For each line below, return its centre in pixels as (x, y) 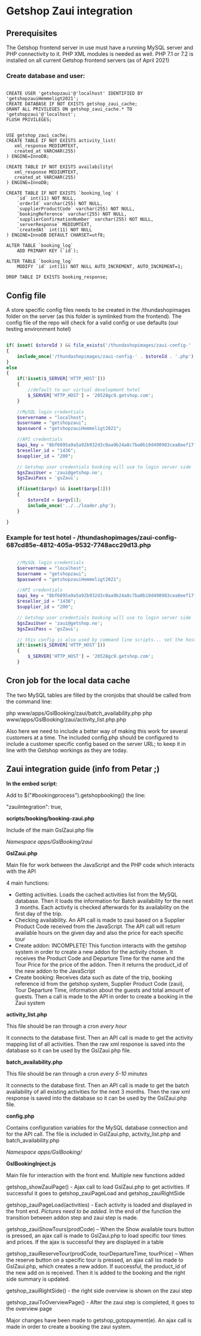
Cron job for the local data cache (68, 681)
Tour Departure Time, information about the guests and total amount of (102, 990)
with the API (21, 871)
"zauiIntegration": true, (34, 807)
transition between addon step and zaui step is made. (72, 1217)
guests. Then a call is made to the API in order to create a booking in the (104, 996)
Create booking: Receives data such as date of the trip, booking (93, 977)
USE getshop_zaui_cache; (37, 136)
